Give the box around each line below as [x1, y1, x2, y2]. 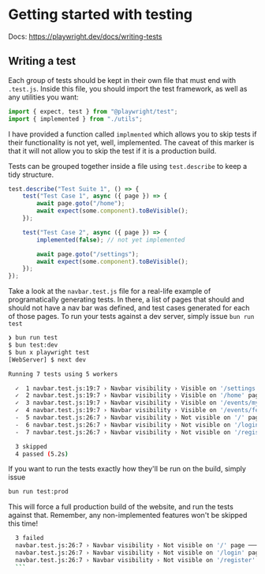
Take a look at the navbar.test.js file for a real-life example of [8, 287, 211, 296]
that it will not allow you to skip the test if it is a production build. [8, 146, 217, 156]
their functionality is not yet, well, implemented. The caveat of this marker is [8, 137, 255, 147]
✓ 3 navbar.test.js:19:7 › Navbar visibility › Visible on [15, 399, 217, 407]
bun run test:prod [8, 488, 69, 496]
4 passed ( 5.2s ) [15, 450, 69, 458]
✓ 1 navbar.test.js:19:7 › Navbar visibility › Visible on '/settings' [15, 385, 259, 392]
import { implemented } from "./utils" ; [8, 114, 144, 123]
